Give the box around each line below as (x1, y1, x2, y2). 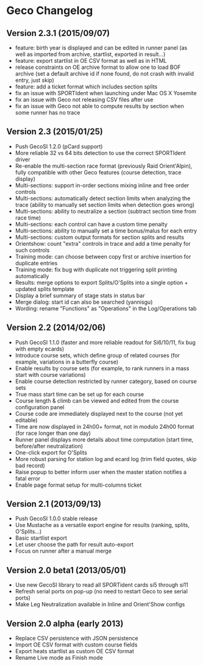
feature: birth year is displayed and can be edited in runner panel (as (15, 44, 188, 51)
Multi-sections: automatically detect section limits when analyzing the (15, 195, 191, 202)
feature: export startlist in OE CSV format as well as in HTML (15, 57, 167, 64)
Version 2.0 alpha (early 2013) (6, 618, 124, 629)
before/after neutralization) (15, 442, 84, 449)
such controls (15, 246, 50, 254)
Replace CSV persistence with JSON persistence (15, 635, 138, 642)
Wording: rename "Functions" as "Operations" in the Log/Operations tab (15, 304, 197, 312)
